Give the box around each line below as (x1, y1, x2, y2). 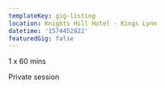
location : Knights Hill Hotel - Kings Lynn (8, 19, 158, 27)
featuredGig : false (8, 34, 74, 43)
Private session (8, 72, 60, 82)
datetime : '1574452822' (8, 27, 89, 35)
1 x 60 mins (8, 57, 46, 66)
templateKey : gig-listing (8, 11, 95, 20)
